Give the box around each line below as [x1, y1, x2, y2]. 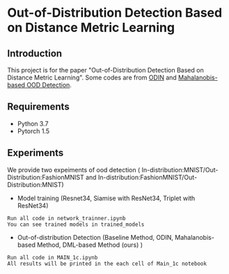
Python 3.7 [17, 119, 49, 128]
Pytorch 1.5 [17, 127, 50, 135]
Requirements [7, 101, 70, 113]
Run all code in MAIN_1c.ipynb [7, 254, 98, 261]
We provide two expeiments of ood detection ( [7, 165, 141, 174]
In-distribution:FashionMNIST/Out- [97, 173, 197, 181]
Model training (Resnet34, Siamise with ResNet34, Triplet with [17, 194, 196, 202]
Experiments [7, 147, 64, 159]
